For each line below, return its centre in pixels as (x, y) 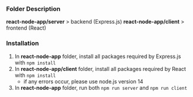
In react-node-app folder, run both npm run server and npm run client (101, 88)
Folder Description (33, 9)
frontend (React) (26, 28)
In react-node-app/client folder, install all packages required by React (100, 69)
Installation (23, 43)
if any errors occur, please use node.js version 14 (83, 81)
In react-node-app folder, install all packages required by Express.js (98, 56)
